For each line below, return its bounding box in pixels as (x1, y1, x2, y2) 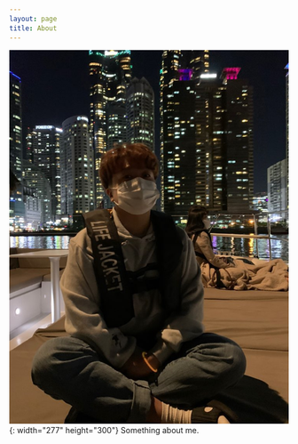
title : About (9, 23, 58, 33)
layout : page (9, 14, 58, 23)
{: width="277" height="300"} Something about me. (9, 425, 200, 436)
